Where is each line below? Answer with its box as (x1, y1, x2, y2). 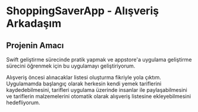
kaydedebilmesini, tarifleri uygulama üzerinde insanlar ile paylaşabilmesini (6, 87, 187, 93)
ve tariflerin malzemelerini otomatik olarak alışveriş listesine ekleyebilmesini (6, 93, 191, 100)
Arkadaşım (6, 17, 61, 30)
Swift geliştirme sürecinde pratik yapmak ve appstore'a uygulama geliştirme (6, 56, 192, 63)
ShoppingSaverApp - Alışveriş (6, 4, 159, 18)
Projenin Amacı (6, 40, 64, 50)
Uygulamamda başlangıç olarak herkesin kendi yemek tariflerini (6, 80, 162, 87)
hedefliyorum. (6, 99, 40, 106)
